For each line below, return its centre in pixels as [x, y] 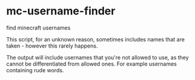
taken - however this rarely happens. [52, 46]
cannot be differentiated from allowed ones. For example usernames [91, 64]
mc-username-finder [61, 11]
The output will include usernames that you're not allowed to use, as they [97, 57]
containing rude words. [35, 70]
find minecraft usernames [38, 28]
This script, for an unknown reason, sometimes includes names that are [95, 39]
